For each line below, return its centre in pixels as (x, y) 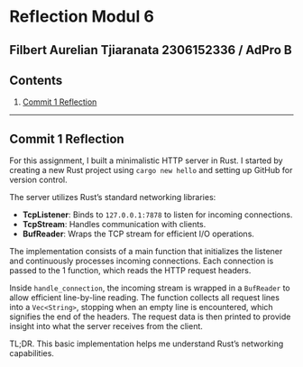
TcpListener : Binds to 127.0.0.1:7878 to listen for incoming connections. (157, 215)
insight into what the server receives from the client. (106, 326)
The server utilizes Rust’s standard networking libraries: (113, 197)
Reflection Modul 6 (82, 17)
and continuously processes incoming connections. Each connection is (142, 261)
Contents (36, 80)
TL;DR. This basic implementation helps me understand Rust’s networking (147, 344)
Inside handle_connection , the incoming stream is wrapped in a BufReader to (150, 288)
